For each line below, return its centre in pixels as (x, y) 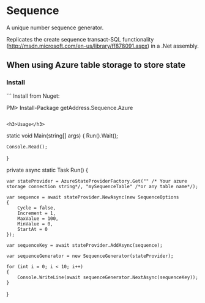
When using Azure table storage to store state (96, 65)
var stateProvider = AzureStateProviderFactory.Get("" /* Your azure (97, 181)
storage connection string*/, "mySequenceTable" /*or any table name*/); (102, 186)
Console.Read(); (27, 147)
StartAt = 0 (32, 229)
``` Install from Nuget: (33, 96)
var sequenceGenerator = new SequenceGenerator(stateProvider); (90, 256)
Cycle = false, (37, 208)
